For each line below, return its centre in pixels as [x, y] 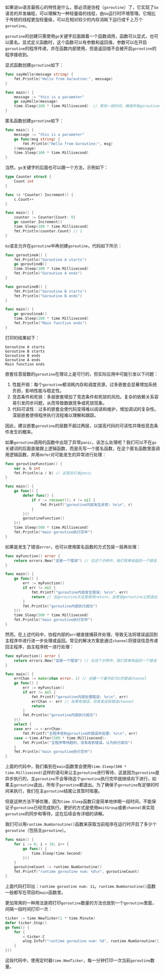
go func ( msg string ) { [37, 139]
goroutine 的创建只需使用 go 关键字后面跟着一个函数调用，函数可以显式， [77, 36]
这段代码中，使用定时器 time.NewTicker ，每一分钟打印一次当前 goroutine [78, 960]
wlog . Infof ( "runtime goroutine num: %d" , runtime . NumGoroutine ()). [93, 941]
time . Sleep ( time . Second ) [57, 853]
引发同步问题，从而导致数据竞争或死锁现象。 [62, 403]
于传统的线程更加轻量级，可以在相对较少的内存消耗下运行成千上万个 [74, 19]
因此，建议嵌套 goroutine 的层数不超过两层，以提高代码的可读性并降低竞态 [80, 426]
